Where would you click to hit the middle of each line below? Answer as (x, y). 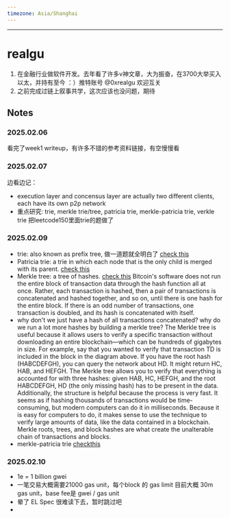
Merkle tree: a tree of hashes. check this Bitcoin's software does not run (119, 276)
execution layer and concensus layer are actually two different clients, (115, 196)
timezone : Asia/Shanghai (42, 13)
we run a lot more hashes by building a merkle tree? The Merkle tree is (117, 327)
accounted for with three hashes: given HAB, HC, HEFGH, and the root (116, 378)
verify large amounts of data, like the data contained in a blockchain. (114, 422)
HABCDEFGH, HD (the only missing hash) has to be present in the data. (118, 386)
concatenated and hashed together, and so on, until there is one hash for (120, 298)
